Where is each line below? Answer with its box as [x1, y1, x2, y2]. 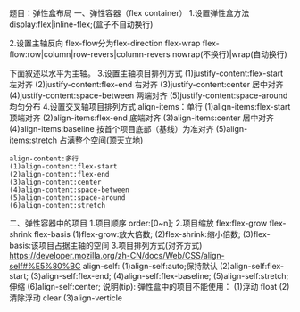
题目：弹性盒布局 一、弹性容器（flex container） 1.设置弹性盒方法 [9, 8, 250, 18]
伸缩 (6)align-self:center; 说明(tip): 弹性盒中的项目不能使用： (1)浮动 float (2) [9, 282, 290, 291]
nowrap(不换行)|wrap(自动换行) [172, 49, 287, 60]
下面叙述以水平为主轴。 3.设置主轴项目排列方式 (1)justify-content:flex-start [9, 68, 284, 78]
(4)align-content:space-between [9, 185, 129, 194]
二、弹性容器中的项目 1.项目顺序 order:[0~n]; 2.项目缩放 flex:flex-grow [9, 218, 268, 228]
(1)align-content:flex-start [9, 162, 118, 171]
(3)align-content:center [9, 177, 102, 186]
